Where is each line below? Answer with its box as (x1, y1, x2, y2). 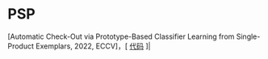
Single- (236, 32, 261, 41)
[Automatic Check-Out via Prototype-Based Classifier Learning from (7, 32, 235, 41)
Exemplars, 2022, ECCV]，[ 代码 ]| (35, 41, 151, 51)
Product (7, 41, 34, 51)
